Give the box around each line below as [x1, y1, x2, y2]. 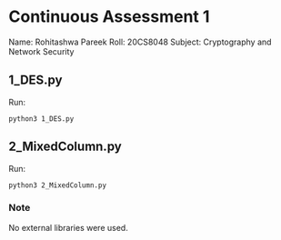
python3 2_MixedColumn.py [8, 180, 106, 190]
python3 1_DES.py [8, 114, 75, 124]
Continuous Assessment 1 [8, 6, 210, 27]
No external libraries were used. [8, 222, 128, 233]
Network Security [8, 45, 75, 56]
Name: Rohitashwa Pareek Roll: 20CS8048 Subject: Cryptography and [8, 36, 272, 47]
